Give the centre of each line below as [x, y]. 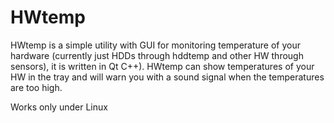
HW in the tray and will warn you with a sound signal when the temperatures [167, 77]
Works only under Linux [59, 107]
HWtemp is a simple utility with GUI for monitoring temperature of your [156, 45]
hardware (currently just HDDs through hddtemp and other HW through [157, 55]
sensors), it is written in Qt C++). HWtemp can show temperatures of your [162, 66]
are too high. [36, 87]
